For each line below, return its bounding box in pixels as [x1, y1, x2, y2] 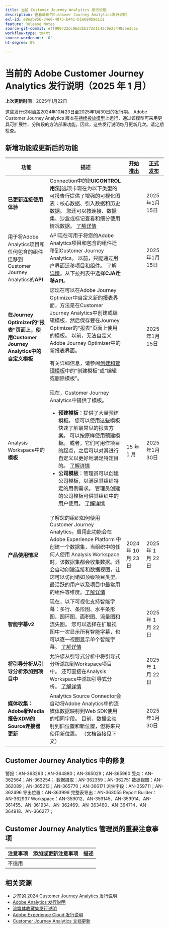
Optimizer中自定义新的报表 [49, 294, 113, 301]
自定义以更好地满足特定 [58, 454, 114, 461]
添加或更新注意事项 [33, 850, 79, 857]
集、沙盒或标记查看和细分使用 [49, 215, 121, 222]
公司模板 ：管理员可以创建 [58, 470, 119, 477]
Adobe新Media [8, 708, 44, 715]
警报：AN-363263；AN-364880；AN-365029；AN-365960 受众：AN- [5, 770, 153, 777]
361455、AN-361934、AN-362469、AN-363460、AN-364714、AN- [5, 802, 148, 808]
